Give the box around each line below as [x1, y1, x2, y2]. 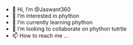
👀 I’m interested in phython [12, 12, 80, 19]
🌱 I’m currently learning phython [12, 19, 93, 26]
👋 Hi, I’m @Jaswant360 [12, 6, 71, 13]
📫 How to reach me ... [12, 32, 69, 39]
